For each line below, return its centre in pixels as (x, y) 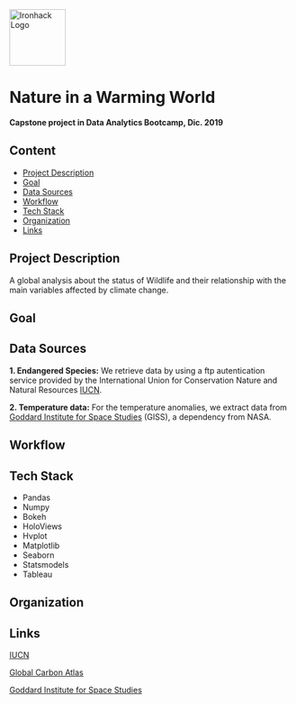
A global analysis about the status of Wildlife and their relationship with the (148, 280)
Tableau (37, 574)
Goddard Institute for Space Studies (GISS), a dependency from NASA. (140, 417)
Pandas (36, 497)
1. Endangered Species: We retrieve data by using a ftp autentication (137, 370)
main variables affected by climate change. (89, 290)
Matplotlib (41, 545)
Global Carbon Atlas (46, 672)
